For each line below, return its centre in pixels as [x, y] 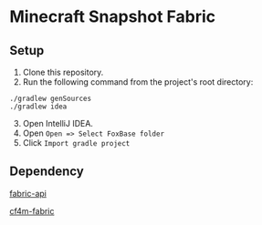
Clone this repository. [63, 72]
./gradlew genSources [51, 98]
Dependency [47, 172]
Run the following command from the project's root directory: [138, 82]
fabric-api [28, 193]
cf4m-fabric [32, 210]
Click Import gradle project [76, 143]
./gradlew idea [38, 107]
